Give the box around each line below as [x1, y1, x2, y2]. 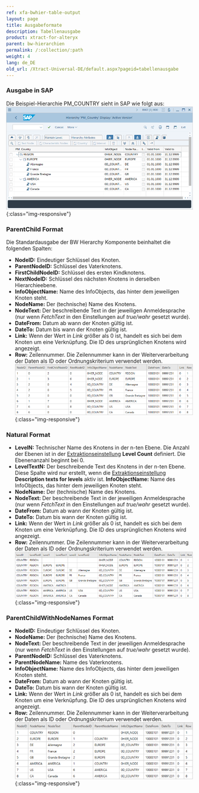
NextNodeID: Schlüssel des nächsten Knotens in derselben [14, 275, 160, 282]
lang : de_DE [6, 59, 36, 65]
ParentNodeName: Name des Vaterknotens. [14, 659, 123, 666]
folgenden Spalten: [6, 245, 53, 252]
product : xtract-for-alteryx [6, 34, 78, 41]
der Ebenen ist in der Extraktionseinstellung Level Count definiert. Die [14, 451, 185, 458]
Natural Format [6, 430, 50, 439]
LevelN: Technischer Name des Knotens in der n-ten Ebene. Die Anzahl [14, 444, 190, 451]
